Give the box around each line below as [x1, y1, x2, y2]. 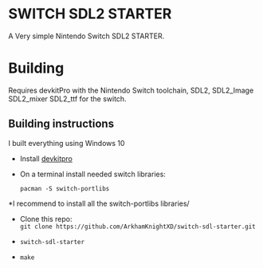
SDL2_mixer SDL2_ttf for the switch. [8, 93, 127, 104]
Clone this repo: [19, 214, 73, 223]
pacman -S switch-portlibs [19, 184, 110, 192]
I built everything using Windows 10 [8, 138, 125, 148]
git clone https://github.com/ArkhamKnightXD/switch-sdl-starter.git [19, 223, 257, 231]
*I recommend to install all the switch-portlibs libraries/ [8, 199, 190, 208]
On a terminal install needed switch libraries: [19, 169, 166, 179]
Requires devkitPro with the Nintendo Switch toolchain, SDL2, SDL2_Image [8, 85, 254, 95]
